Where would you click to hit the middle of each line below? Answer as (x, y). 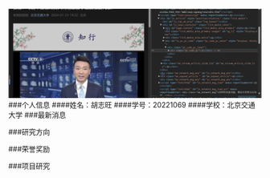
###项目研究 (29, 166)
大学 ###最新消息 (37, 115)
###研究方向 (29, 132)
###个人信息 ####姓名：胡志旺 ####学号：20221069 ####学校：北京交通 (132, 105)
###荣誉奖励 (29, 149)
